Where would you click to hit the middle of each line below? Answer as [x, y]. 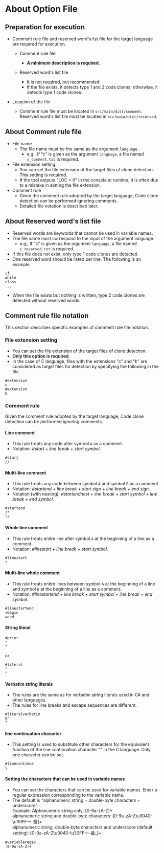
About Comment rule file [43, 132]
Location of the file [31, 102]
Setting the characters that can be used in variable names [65, 779]
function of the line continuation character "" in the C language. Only [81, 750]
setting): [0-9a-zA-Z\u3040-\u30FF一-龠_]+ [57, 833]
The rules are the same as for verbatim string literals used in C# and [81, 695]
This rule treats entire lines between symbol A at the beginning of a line [83, 584]
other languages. [29, 700]
